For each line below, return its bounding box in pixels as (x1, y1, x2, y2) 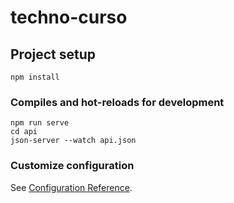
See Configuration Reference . (10, 181, 133, 193)
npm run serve (10, 118, 70, 128)
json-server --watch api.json (10, 136, 137, 146)
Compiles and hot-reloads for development (10, 95, 225, 109)
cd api (10, 127, 38, 137)
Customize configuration (10, 159, 135, 173)
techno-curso (10, 6, 128, 29)
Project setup (10, 46, 97, 63)
